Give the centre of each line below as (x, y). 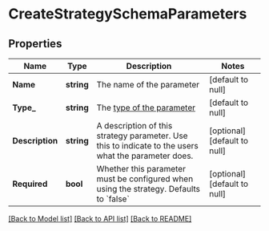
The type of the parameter (146, 107)
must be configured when (145, 179)
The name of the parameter (148, 85)
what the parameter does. (145, 156)
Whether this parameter (141, 169)
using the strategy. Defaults (149, 189)
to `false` (113, 199)
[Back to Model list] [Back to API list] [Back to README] (100, 219)
